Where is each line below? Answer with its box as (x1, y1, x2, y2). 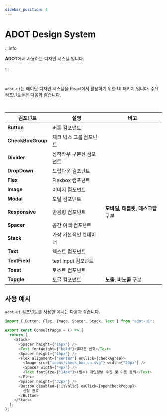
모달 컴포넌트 (52, 195, 81, 202)
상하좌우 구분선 (52, 150, 86, 157)
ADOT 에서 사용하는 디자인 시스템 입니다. (5, 55, 84, 61)
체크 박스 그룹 (52, 133, 83, 140)
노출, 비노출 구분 (105, 276, 142, 283)
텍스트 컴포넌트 (52, 248, 86, 255)
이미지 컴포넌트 (52, 186, 86, 193)
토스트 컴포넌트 (52, 267, 86, 274)
